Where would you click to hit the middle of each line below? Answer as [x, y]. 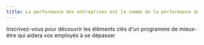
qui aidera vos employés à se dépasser [66, 35]
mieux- [188, 29]
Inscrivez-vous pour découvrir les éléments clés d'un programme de [92, 29]
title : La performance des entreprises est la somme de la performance [99, 12]
